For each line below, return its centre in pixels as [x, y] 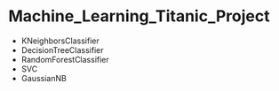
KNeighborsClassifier [60, 41]
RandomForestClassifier [65, 59]
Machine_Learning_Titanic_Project [139, 16]
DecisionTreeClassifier [62, 49]
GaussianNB [44, 78]
